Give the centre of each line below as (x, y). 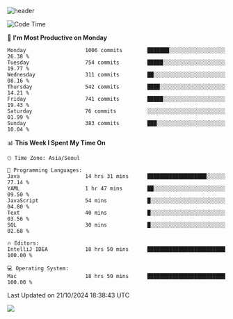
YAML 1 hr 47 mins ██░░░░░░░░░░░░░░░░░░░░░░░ (116, 188)
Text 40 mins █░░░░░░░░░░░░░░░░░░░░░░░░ (116, 213)
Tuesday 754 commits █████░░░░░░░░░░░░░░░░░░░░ (116, 63)
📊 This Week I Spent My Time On (56, 143)
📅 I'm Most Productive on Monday (57, 38)
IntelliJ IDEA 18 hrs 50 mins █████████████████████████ (116, 250)
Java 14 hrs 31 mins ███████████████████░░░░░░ (116, 177)
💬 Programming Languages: (45, 170)
